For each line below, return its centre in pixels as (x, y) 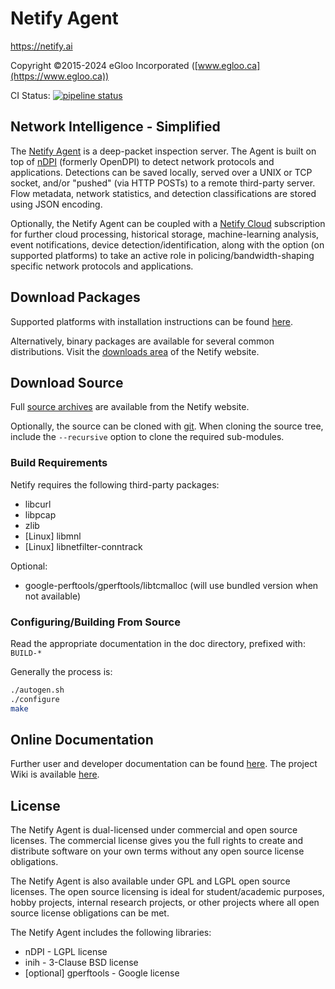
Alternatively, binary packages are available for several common (142, 341)
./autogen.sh (37, 690)
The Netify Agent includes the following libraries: (111, 933)
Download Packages (75, 297)
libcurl (38, 504)
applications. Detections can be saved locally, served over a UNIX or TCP (161, 172)
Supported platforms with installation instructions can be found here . (152, 321)
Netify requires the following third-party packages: (115, 484)
